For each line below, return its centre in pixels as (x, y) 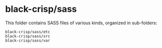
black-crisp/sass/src (28, 36)
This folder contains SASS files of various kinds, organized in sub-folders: (81, 23)
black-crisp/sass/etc (28, 32)
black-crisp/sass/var (28, 41)
